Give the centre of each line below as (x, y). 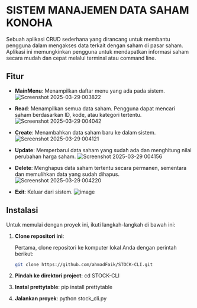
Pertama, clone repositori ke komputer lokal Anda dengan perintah (96, 247)
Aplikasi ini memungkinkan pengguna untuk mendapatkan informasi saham (98, 51)
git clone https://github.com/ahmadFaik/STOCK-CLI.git (84, 264)
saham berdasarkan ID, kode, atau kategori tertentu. (78, 114)
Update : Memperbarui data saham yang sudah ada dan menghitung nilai (103, 150)
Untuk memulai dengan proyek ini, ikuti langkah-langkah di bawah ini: (91, 224)
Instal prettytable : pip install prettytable (64, 287)
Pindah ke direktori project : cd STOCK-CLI (67, 276)
